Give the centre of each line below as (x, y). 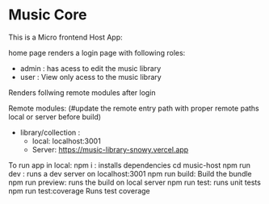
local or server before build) (55, 117)
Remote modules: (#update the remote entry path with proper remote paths (134, 108)
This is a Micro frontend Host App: (65, 37)
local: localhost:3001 (66, 141)
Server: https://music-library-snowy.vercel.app (110, 149)
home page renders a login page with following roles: (97, 52)
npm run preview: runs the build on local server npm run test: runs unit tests (134, 182)
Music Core (48, 15)
